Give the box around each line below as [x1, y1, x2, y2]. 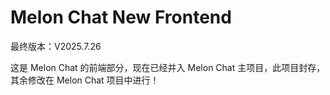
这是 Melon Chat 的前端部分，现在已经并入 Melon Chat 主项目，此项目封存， [10, 61, 326, 73]
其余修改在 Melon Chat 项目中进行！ [10, 74, 160, 86]
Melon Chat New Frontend [10, 6, 232, 29]
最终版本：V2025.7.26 [10, 40, 102, 52]
